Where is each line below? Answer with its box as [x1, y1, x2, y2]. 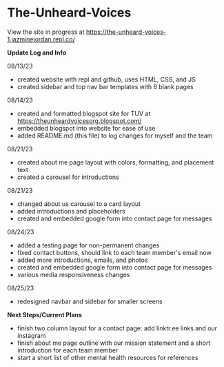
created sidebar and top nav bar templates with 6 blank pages [17, 82, 194, 91]
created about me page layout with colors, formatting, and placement [17, 158, 214, 167]
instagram [17, 331, 46, 339]
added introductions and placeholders [17, 207, 126, 215]
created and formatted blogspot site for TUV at [17, 109, 151, 117]
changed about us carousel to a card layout [17, 199, 141, 208]
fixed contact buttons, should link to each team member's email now [17, 248, 212, 256]
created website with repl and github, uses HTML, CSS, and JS [17, 75, 196, 84]
